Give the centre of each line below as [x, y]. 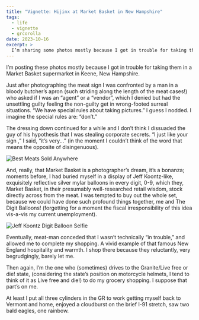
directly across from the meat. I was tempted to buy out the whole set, [92, 195]
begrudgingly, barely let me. [41, 256]
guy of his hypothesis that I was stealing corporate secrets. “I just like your [97, 134]
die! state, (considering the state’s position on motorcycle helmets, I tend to [98, 274]
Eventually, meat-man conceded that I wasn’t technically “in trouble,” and [96, 237]
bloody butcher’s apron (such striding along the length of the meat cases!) [97, 91]
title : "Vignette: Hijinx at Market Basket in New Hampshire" [84, 12]
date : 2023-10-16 [28, 39]
